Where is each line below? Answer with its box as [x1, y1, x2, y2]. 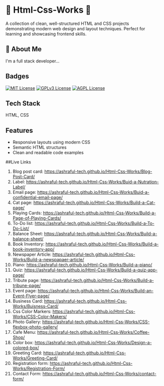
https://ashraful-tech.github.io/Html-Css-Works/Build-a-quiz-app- [24, 267, 158, 273]
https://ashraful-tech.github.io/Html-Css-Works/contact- [42, 371, 157, 377]
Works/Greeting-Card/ [12, 355, 58, 361]
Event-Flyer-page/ [12, 293, 50, 299]
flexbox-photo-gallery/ [12, 324, 58, 330]
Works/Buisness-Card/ [12, 304, 59, 309]
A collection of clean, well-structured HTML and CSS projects [5, 20, 129, 26]
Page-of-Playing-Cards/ [12, 215, 61, 221]
